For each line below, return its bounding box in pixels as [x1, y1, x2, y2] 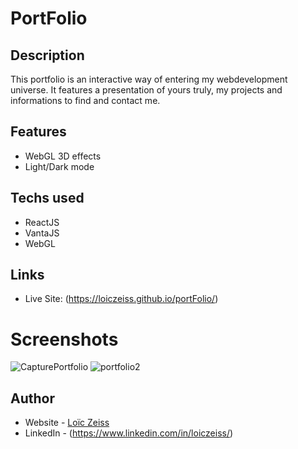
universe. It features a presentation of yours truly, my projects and [10, 84, 283, 96]
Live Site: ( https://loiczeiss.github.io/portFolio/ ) [24, 293, 219, 305]
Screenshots [10, 328, 119, 351]
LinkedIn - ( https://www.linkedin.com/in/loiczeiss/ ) [24, 427, 234, 439]
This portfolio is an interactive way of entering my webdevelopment [10, 73, 288, 85]
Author [10, 390, 55, 407]
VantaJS [24, 227, 60, 239]
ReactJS [24, 216, 60, 228]
